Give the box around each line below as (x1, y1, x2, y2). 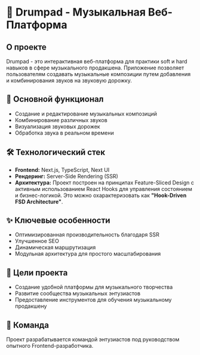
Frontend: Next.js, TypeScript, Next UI (14, 166, 110, 173)
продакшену (14, 302, 47, 310)
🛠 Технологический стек (6, 147, 106, 157)
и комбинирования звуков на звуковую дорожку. (6, 77, 133, 84)
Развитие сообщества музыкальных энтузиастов (14, 290, 141, 297)
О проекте (6, 42, 47, 52)
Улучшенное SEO (14, 238, 60, 245)
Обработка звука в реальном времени (14, 129, 115, 136)
